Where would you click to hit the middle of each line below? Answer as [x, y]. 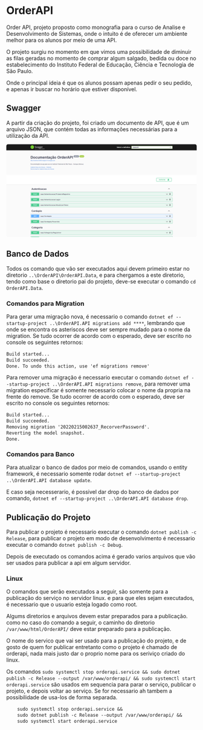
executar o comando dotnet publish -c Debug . [65, 545]
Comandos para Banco [40, 454]
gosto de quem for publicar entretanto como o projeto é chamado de [92, 647]
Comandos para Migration [45, 303]
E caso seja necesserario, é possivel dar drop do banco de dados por [93, 492]
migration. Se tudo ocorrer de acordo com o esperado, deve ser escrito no [99, 335]
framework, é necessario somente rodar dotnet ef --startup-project [94, 474]
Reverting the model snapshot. [46, 433]
